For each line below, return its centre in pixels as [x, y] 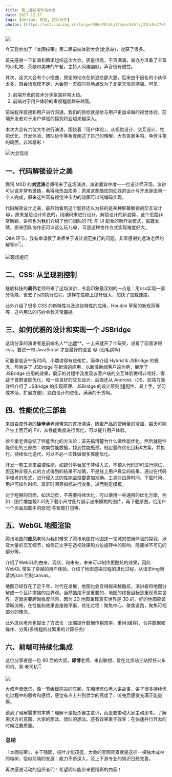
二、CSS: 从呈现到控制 [41, 275]
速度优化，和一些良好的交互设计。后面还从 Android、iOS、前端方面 [94, 380]
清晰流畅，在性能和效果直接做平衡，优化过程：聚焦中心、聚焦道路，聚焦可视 [86, 605]
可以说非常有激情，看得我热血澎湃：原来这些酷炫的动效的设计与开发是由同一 [86, 191]
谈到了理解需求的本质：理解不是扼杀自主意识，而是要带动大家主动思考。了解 [86, 713]
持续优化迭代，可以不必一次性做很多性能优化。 [63, 454]
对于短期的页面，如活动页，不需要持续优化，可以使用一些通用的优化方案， [84, 495]
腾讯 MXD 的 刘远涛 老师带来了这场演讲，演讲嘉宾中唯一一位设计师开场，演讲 [86, 184]
